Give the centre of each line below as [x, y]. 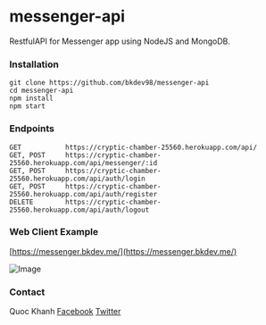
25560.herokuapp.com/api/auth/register [83, 194]
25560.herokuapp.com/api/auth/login [77, 179]
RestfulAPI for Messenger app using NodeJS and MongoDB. [120, 41]
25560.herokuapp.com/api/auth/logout [79, 210]
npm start [28, 106]
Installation [34, 64]
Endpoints [32, 129]
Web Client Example [54, 232]
